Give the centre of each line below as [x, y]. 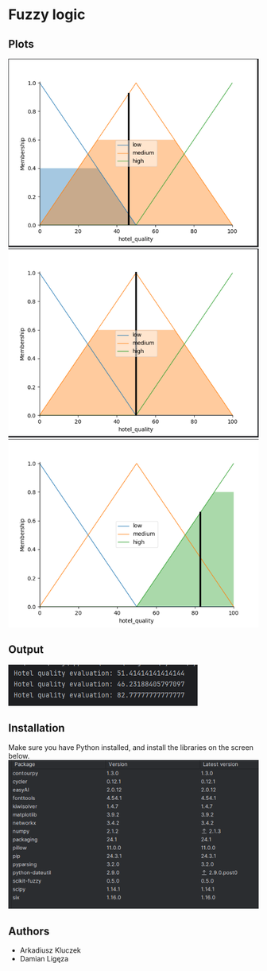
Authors [29, 931]
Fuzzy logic [47, 15]
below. [19, 755]
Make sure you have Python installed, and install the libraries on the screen [131, 747]
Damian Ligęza [44, 959]
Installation [37, 728]
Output [26, 650]
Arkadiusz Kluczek [50, 950]
